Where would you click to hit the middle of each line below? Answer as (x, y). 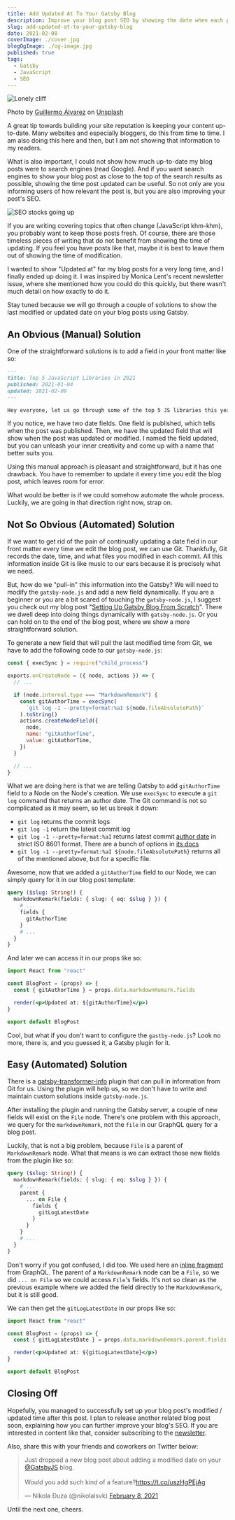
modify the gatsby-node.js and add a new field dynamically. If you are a (111, 592)
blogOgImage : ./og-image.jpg (50, 46)
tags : (15, 59)
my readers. (24, 148)
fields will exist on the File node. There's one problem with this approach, (114, 1117)
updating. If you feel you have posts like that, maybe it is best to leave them (116, 248)
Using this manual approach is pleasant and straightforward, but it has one (115, 467)
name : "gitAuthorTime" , (60, 734)
